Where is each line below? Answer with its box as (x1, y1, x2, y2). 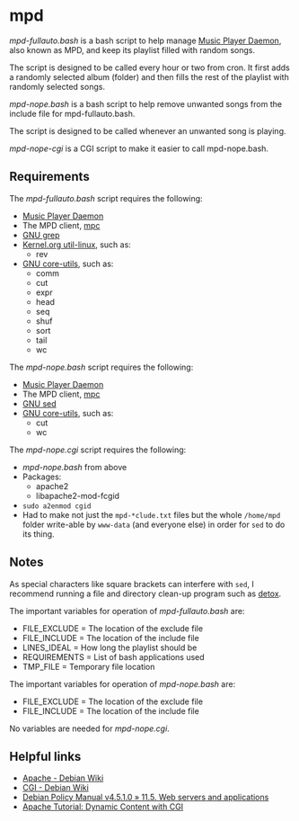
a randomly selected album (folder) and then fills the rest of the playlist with (9, 71, 289, 82)
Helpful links (9, 748, 82, 764)
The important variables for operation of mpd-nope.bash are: (9, 678, 236, 689)
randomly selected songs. (9, 81, 106, 92)
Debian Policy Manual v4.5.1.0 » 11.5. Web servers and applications (22, 792, 269, 803)
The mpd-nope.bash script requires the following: (9, 361, 194, 372)
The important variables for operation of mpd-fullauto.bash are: (9, 605, 245, 616)
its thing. (22, 528, 56, 540)
